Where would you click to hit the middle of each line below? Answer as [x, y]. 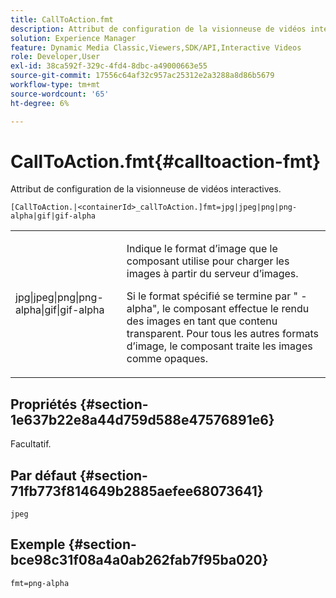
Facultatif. [31, 444]
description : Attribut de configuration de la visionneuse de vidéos [158, 29]
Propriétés [44, 404]
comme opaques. [167, 359]
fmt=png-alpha [40, 583]
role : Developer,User [55, 57]
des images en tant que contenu [202, 321]
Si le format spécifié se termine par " [212, 296]
